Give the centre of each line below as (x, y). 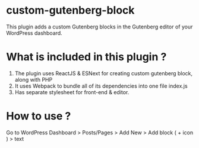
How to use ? (39, 116)
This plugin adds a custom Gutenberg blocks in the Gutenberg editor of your (99, 27)
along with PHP (34, 79)
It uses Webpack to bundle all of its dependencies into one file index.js (101, 86)
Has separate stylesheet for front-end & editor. (72, 92)
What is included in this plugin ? (86, 57)
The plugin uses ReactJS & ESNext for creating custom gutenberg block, (104, 73)
